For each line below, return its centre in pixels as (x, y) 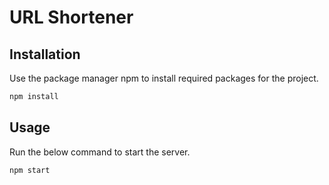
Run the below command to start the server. (100, 152)
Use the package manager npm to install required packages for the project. (164, 78)
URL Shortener (71, 17)
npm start (30, 170)
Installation (45, 54)
